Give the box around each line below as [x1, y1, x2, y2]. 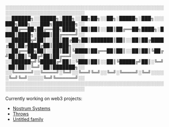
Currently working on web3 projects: [5, 95, 83, 101]
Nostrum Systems [12, 106, 51, 111]
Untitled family [12, 116, 43, 122]
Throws [12, 111, 29, 117]
